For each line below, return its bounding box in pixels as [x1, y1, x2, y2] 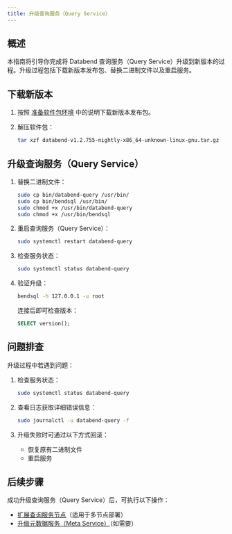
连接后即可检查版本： [17, 307, 78, 315]
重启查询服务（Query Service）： [17, 224, 111, 233]
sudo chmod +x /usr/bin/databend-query [17, 204, 133, 211]
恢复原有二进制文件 [27, 445, 83, 453]
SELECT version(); [17, 321, 71, 327]
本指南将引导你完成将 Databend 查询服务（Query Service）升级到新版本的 [7, 57, 220, 66]
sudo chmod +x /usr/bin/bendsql [17, 211, 111, 218]
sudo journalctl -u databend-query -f [17, 416, 130, 424]
